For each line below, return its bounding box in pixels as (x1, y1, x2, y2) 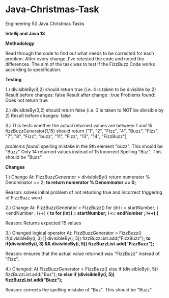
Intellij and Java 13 (5, 30, 45, 36)
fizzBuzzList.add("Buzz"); (5, 277, 63, 283)
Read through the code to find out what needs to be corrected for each (5, 50, 154, 56)
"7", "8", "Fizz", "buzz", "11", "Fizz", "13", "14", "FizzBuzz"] (5, 133, 127, 139)
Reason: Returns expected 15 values (5, 220, 81, 226)
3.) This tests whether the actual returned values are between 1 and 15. (5, 122, 154, 128)
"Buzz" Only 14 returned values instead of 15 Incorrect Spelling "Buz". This (5, 148, 162, 154)
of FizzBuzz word (5, 194, 42, 200)
